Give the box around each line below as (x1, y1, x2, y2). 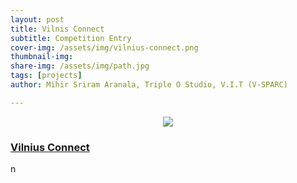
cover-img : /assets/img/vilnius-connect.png (10, 42, 199, 53)
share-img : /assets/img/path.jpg (10, 61, 150, 71)
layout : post (10, 14, 65, 25)
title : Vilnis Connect (10, 24, 105, 34)
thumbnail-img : (10, 52, 74, 62)
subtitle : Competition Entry (10, 33, 132, 43)
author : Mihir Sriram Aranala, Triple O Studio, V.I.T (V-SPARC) (10, 80, 288, 90)
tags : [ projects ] (10, 71, 83, 81)
